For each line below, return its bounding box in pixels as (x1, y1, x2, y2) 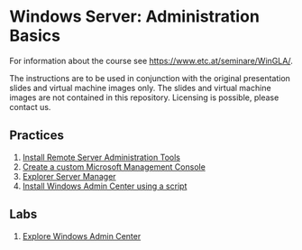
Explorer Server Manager (22, 171, 116, 181)
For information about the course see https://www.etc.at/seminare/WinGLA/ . (9, 55, 293, 66)
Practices (9, 128, 65, 144)
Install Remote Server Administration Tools (22, 152, 180, 162)
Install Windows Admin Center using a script (22, 181, 188, 191)
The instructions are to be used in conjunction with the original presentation (9, 72, 291, 83)
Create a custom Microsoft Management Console (22, 161, 206, 172)
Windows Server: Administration (9, 6, 260, 27)
